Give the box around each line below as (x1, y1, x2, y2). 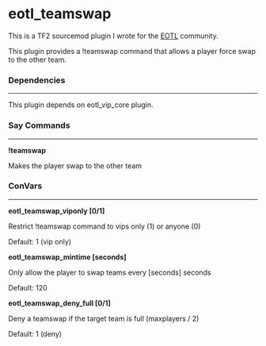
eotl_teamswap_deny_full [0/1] (8, 298, 111, 308)
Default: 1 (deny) (8, 329, 62, 338)
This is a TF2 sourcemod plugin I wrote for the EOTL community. (8, 31, 219, 40)
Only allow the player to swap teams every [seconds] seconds (8, 267, 211, 277)
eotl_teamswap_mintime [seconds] (8, 252, 127, 262)
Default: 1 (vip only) (8, 236, 72, 246)
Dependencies (8, 75, 66, 86)
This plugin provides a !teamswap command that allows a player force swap (8, 46, 256, 56)
